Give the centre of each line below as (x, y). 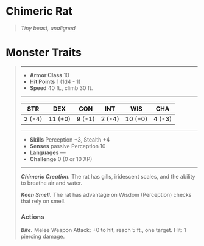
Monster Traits (44, 53)
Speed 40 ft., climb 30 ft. (61, 88)
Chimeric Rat (39, 11)
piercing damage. (43, 237)
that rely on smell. (43, 201)
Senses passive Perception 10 (68, 146)
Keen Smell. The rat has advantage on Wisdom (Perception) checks (106, 194)
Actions (33, 217)
